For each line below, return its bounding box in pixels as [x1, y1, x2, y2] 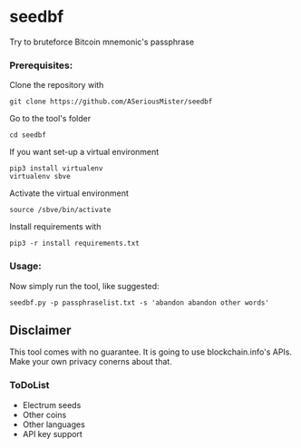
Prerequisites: [9, 59, 73, 72]
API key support [22, 428, 83, 439]
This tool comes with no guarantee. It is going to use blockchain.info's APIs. [9, 346, 293, 357]
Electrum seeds [22, 399, 82, 410]
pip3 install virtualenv [9, 164, 103, 173]
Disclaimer [9, 322, 72, 337]
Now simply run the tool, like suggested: [9, 280, 160, 291]
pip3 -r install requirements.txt [9, 239, 141, 248]
